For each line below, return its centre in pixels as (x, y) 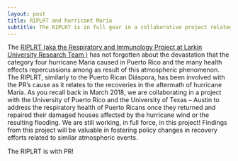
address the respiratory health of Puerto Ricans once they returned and (112, 108)
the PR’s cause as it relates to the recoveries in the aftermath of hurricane (115, 85)
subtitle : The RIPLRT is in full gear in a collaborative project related (120, 27)
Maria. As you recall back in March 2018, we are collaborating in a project (114, 92)
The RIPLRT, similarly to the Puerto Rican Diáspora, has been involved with (116, 77)
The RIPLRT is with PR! (41, 151)
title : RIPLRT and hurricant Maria (60, 21)
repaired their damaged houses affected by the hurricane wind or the (108, 115)
